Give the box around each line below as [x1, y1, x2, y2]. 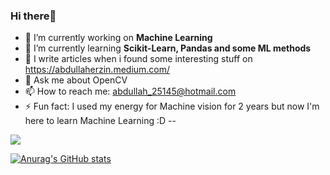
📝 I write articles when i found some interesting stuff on [24, 53, 253, 65]
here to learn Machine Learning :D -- [24, 115, 177, 127]
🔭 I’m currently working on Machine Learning [24, 32, 213, 44]
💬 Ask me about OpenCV [24, 74, 128, 86]
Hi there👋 [10, 9, 57, 23]
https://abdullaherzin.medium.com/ [24, 64, 171, 76]
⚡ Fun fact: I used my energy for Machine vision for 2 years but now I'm [24, 100, 320, 113]
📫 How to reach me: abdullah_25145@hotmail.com [24, 85, 237, 98]
